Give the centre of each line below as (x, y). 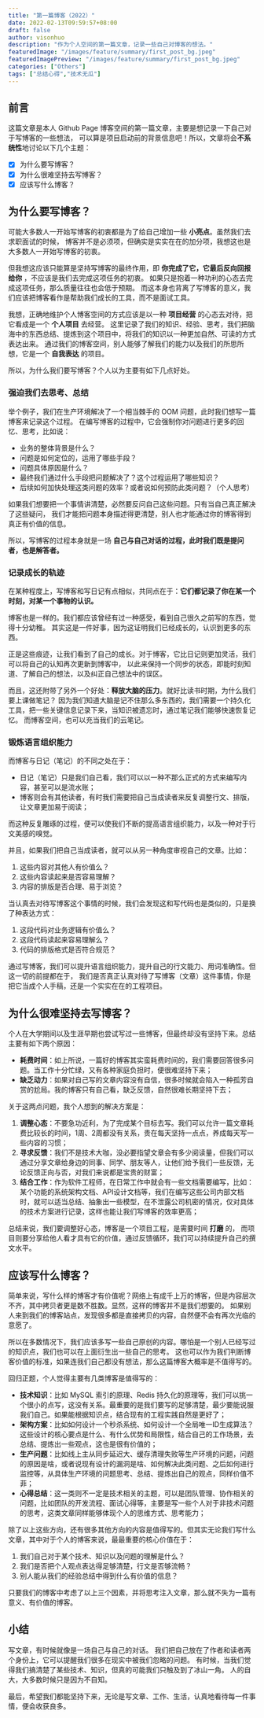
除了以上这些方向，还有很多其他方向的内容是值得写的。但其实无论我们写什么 (132, 1529)
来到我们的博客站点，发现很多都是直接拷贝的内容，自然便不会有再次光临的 (135, 1315)
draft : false (29, 30)
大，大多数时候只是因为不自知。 (60, 1679)
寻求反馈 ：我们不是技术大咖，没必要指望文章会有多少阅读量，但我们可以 (136, 1152)
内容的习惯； (47, 1143)
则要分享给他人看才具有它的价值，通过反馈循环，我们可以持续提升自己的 (132, 1238)
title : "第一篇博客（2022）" (52, 15)
